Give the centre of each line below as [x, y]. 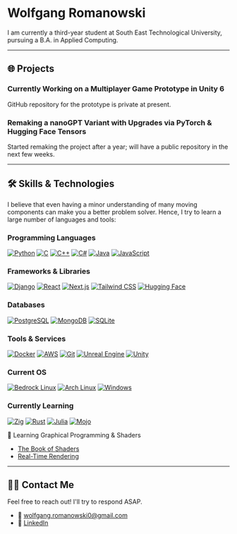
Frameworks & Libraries [49, 271]
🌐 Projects [31, 69]
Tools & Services [37, 339]
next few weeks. [31, 154]
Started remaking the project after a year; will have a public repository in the [118, 147]
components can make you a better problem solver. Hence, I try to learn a [115, 212]
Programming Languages [52, 238]
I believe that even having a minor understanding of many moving [102, 204]
